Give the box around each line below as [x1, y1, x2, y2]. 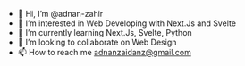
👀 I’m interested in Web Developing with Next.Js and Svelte [17, 18, 237, 29]
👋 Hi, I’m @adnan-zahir [17, 9, 104, 19]
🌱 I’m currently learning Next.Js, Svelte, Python [17, 28, 192, 37]
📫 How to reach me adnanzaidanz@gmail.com [17, 47, 192, 57]
